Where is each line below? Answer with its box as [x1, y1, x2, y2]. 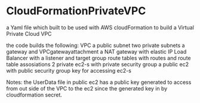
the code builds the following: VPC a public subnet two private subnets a [6, 42, 185, 49]
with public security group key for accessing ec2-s [6, 67, 131, 74]
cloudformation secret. [6, 91, 63, 98]
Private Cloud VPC [6, 30, 52, 37]
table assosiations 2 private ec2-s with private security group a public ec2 [6, 61, 189, 68]
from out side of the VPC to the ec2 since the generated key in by [6, 85, 168, 92]
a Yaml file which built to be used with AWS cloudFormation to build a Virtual [6, 24, 194, 31]
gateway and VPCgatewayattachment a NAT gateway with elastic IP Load [6, 48, 187, 55]
